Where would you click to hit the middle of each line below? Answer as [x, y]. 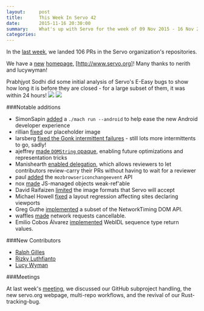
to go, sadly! [31, 145]
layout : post [28, 12]
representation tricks [41, 158]
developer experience [42, 126]
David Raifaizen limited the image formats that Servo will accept [95, 190]
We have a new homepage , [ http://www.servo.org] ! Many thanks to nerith [98, 64]
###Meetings [23, 277]
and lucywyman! [27, 70]
